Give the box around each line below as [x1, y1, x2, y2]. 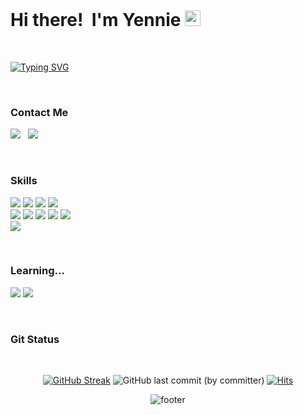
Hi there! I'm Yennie [10, 9, 182, 32]
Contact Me [10, 105, 69, 119]
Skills [10, 174, 38, 188]
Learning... [10, 264, 65, 278]
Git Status [10, 332, 60, 346]
